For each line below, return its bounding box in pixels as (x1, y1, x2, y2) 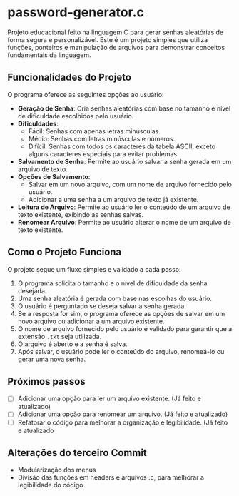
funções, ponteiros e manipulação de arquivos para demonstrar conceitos (7, 43, 225, 51)
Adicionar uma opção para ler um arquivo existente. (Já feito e (17, 394, 201, 403)
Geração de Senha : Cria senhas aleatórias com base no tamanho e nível (17, 104, 231, 113)
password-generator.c (7, 4, 144, 21)
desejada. (17, 286, 47, 295)
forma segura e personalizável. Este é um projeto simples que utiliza (7, 35, 208, 44)
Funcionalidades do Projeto (7, 71, 132, 83)
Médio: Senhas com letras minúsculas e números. (28, 134, 176, 143)
